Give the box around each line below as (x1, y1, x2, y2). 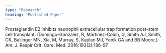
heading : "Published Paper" (5, 12, 64, 17)
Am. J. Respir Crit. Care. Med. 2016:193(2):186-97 (5, 42, 108, 48)
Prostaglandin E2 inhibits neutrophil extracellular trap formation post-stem (5, 26, 158, 32)
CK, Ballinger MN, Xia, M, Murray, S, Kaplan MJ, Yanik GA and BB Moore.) (5, 36, 158, 43)
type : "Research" (5, 7, 42, 13)
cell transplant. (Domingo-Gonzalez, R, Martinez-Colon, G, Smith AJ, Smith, (5, 31, 162, 37)
